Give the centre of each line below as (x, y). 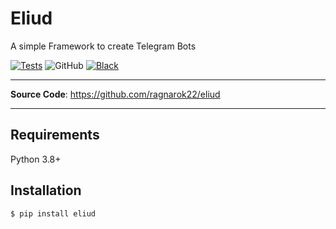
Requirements (55, 135)
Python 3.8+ (36, 159)
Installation (46, 190)
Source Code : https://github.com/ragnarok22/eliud (115, 94)
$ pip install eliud (53, 213)
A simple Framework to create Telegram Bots (103, 46)
